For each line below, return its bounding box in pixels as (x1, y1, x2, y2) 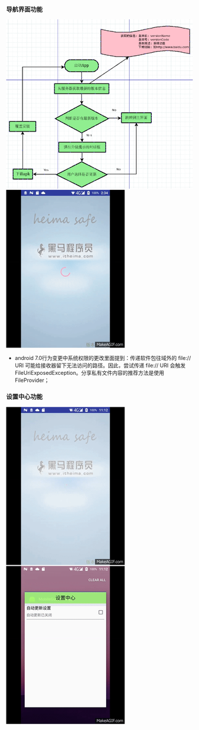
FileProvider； (14, 377, 50, 384)
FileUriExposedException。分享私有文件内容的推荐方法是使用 (14, 369, 165, 376)
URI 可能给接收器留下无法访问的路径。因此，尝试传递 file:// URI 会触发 (14, 362, 186, 369)
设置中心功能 (6, 393, 43, 401)
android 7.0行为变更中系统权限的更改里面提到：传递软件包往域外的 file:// (14, 354, 191, 361)
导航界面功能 (6, 5, 43, 13)
